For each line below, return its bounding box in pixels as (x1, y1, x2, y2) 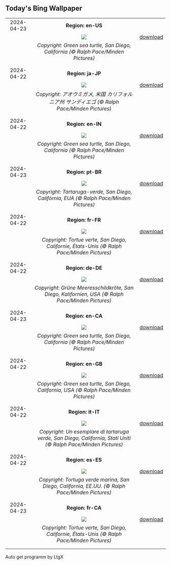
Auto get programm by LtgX (5, 554, 64, 560)
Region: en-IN (66, 120, 102, 127)
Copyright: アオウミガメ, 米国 (35, 91, 106, 98)
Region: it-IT (68, 408, 100, 415)
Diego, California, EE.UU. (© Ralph (42, 482, 126, 489)
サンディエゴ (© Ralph (65, 98, 120, 105)
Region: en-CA (65, 312, 103, 319)
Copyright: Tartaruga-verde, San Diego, (36, 188, 132, 195)
